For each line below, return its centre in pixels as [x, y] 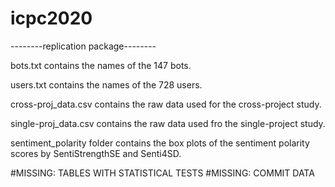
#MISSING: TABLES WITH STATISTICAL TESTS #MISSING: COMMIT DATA [162, 173]
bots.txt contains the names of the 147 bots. [101, 65]
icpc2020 [51, 18]
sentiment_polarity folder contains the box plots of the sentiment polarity [160, 143]
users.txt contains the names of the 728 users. [106, 84]
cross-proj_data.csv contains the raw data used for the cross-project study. [166, 104]
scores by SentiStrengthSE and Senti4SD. [96, 153]
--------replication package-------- [83, 46]
